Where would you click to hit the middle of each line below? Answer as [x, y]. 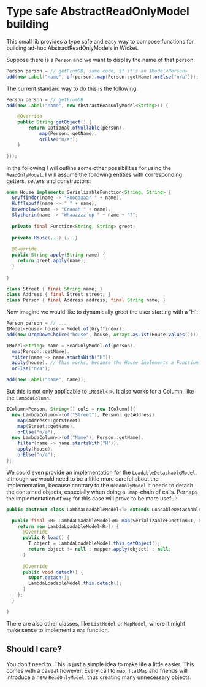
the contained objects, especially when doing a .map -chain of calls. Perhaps [102, 492]
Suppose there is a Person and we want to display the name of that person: [101, 60]
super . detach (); [49, 578]
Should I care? [34, 649]
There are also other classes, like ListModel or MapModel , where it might [96, 623]
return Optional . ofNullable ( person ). [76, 128]
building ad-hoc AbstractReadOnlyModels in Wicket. [73, 48]
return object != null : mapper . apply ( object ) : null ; [100, 549]
